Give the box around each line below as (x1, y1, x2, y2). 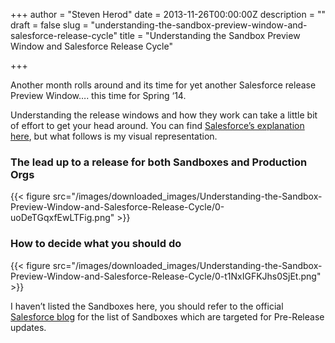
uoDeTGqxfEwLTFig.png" (10, 212, 115, 224)
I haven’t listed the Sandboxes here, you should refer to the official (10, 300, 284, 312)
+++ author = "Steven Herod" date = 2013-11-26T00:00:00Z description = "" (10, 9, 326, 20)
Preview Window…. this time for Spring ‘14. (10, 90, 187, 101)
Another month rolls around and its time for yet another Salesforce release (10, 79, 317, 91)
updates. (10, 321, 47, 333)
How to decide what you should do (10, 237, 182, 251)
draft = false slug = (10, 19, 89, 31)
